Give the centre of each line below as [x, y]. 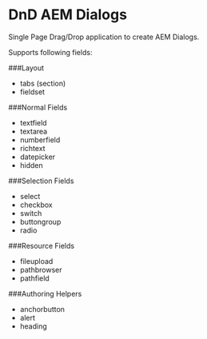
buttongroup [40, 221]
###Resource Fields [41, 245]
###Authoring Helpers [45, 293]
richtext [32, 148]
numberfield [40, 140]
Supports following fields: [50, 52]
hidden [32, 165]
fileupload [36, 261]
